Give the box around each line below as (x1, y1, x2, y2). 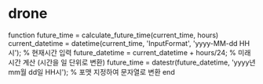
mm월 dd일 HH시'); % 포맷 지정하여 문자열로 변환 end (8, 67, 175, 76)
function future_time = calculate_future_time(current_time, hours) (8, 30, 219, 40)
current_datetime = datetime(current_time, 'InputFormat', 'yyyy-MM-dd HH (8, 38, 250, 47)
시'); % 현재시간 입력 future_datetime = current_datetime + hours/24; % (8, 47, 237, 57)
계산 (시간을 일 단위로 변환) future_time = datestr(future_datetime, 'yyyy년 (22, 58, 256, 67)
